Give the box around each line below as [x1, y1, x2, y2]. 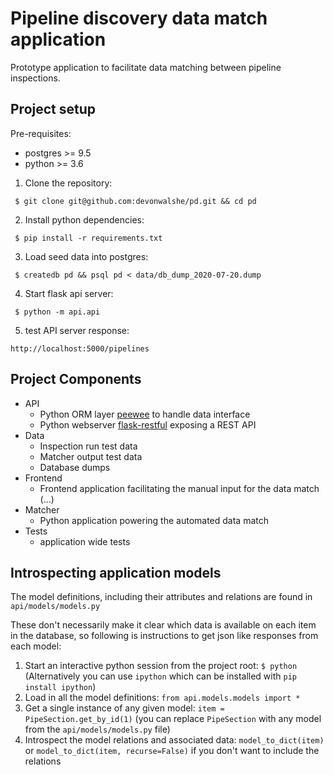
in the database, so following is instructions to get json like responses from [10, 630, 319, 642]
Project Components [10, 371, 142, 388]
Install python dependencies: [24, 213, 145, 226]
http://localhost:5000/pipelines [10, 343, 150, 354]
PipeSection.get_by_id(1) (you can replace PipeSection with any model [24, 713, 322, 725]
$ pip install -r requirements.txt [14, 233, 163, 243]
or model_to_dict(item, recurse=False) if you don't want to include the [24, 745, 320, 757]
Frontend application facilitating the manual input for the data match [39, 482, 320, 494]
